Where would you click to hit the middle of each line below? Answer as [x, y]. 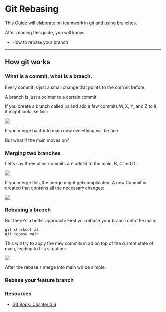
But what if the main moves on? [37, 140]
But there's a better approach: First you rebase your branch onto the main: [81, 221]
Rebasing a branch [28, 210]
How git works [28, 62]
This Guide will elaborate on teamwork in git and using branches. [71, 23]
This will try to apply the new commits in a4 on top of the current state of [79, 243]
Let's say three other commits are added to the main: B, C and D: [71, 163]
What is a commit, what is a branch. [49, 76]
